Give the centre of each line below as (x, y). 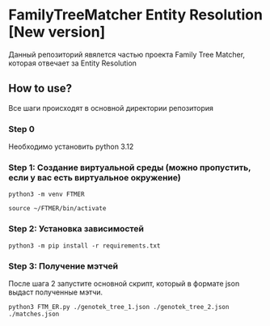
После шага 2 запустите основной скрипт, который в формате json (124, 283)
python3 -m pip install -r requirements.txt (84, 246)
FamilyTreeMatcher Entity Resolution (135, 15)
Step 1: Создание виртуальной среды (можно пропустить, (130, 167)
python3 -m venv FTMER (46, 195)
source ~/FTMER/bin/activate (57, 209)
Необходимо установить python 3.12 (71, 146)
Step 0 (21, 129)
